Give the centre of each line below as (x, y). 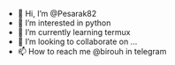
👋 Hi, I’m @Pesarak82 (57, 14)
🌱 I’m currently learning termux (74, 32)
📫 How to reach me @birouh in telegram (92, 51)
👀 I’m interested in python (64, 23)
